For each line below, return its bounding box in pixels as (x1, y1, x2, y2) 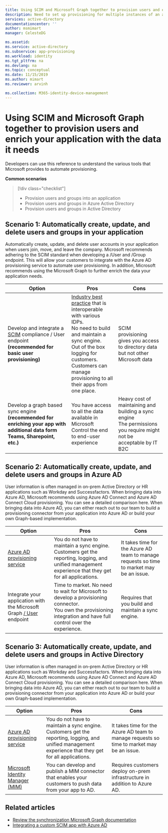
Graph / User (7, 610, 38, 617)
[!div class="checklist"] (17, 185, 66, 191)
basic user (7, 350, 33, 357)
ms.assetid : (5, 40, 30, 45)
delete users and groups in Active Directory (5, 650, 144, 659)
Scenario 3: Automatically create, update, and (5, 642, 151, 651)
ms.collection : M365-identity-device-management (5, 91, 108, 96)
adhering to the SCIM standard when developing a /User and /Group (5, 252, 146, 258)
